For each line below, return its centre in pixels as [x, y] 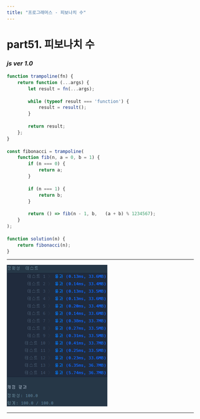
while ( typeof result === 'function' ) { [79, 101]
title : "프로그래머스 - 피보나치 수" [47, 12]
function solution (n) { [36, 239]
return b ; [50, 195]
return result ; [47, 127]
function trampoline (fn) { [40, 76]
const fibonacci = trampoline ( [45, 151]
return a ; [50, 170]
